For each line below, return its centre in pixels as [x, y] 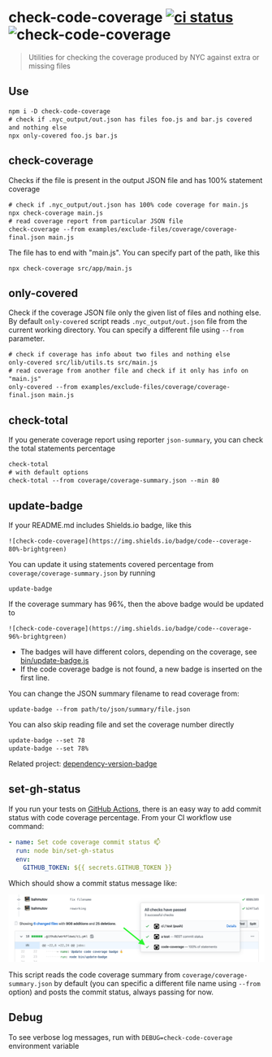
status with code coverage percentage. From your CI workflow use [120, 817]
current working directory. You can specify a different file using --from [126, 330]
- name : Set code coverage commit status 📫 [84, 842]
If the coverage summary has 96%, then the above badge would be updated [136, 604]
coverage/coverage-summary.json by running [82, 573]
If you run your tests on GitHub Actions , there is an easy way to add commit [135, 809]
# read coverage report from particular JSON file [96, 221]
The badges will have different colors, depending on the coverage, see [138, 652]
